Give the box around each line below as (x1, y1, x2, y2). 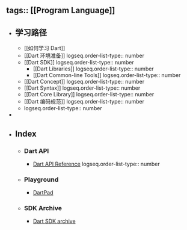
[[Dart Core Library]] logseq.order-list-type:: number (23, 91, 155, 98)
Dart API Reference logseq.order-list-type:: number (32, 160, 161, 167)
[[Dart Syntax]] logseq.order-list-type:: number (23, 84, 141, 92)
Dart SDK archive (32, 217, 76, 225)
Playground (23, 175, 59, 184)
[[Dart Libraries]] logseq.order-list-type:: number (32, 65, 155, 72)
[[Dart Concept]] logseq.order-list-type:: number (23, 78, 145, 85)
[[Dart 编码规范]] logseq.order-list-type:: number (23, 98, 144, 105)
